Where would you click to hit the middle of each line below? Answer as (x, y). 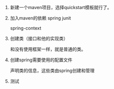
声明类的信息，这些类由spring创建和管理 (52, 70)
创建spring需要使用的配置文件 (41, 60)
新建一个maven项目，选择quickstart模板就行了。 (61, 7)
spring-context (26, 28)
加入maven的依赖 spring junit (41, 18)
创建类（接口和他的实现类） (39, 38)
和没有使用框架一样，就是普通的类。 (48, 49)
